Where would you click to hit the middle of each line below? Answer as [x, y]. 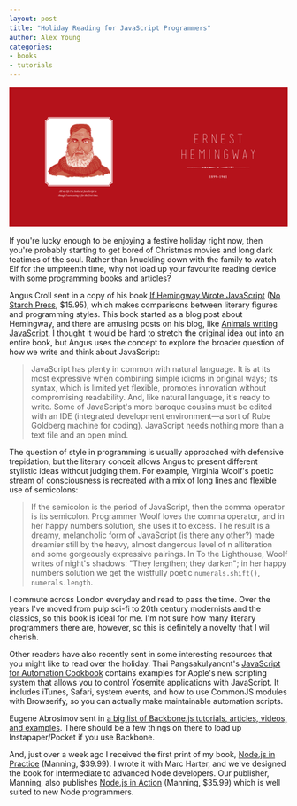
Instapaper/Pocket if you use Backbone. [82, 737]
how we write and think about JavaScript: [85, 352]
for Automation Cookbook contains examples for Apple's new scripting [138, 673]
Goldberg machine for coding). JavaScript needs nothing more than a [157, 426]
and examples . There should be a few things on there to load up [126, 728]
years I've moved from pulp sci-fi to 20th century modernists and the [135, 608]
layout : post [33, 19]
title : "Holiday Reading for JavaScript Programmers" [110, 28]
